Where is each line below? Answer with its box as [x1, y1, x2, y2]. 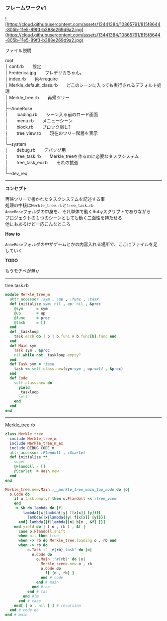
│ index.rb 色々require [5, 76, 58, 82]
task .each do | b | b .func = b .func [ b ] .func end [14, 334, 117, 339]
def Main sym [9, 343, 37, 348]
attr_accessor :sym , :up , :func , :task [9, 297, 99, 302]
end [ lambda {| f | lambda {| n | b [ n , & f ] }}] [18, 519, 106, 525]
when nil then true [18, 533, 59, 539]
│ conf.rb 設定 [5, 63, 41, 69]
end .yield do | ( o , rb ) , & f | [14, 524, 85, 529]
